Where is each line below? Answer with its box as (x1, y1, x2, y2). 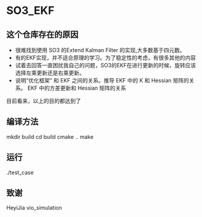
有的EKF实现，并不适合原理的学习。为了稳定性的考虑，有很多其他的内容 (15, 54, 196, 61)
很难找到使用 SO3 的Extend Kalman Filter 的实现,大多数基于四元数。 (15, 47, 186, 53)
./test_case (6, 169, 34, 176)
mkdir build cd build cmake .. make (6, 133, 94, 140)
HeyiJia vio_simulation (6, 204, 62, 212)
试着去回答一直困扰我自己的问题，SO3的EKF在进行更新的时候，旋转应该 (15, 62, 197, 68)
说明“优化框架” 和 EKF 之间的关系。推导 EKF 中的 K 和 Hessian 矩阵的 (15, 77, 190, 84)
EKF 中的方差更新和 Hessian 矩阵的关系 (27, 84, 127, 92)
